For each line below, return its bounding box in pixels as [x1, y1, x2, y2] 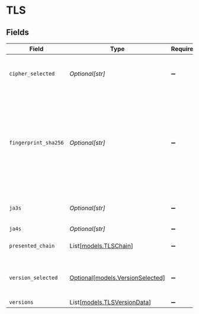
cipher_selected [9, 71, 55, 77]
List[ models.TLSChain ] [69, 242, 133, 250]
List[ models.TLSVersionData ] [69, 298, 152, 306]
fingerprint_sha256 [9, 139, 64, 146]
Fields [6, 27, 30, 37]
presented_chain [9, 243, 55, 249]
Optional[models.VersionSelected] [69, 274, 166, 282]
